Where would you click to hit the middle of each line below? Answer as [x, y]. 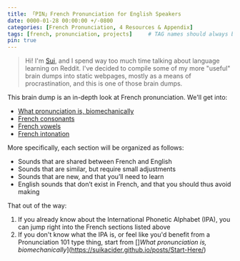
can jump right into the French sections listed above [94, 227]
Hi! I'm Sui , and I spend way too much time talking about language [122, 61]
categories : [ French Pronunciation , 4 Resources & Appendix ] [100, 27]
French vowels [39, 126]
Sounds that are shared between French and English [95, 162]
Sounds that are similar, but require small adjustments [97, 169]
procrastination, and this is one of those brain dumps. [104, 83]
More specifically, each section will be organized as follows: [96, 148]
